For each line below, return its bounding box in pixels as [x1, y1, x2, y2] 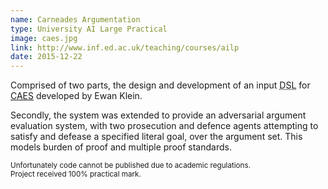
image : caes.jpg [10, 33, 78, 43]
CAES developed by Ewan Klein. [10, 90, 143, 102]
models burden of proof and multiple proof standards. [10, 141, 232, 153]
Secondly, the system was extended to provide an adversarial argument [10, 109, 307, 121]
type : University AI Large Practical [10, 24, 168, 34]
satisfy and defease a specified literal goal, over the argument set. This [10, 131, 303, 143]
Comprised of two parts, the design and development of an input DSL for [10, 79, 311, 91]
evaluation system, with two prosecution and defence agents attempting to [10, 120, 319, 132]
